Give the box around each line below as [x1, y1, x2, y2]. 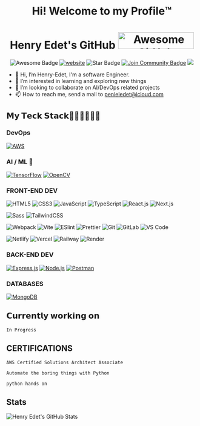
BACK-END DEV [6, 250, 54, 259]
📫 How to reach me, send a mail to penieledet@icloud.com [15, 91, 164, 98]
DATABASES [6, 279, 44, 288]
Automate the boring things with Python [6, 370, 110, 376]
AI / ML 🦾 [6, 158, 33, 166]
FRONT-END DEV [6, 187, 58, 195]
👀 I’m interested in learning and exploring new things [15, 78, 147, 85]
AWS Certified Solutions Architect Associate [6, 359, 123, 365]
